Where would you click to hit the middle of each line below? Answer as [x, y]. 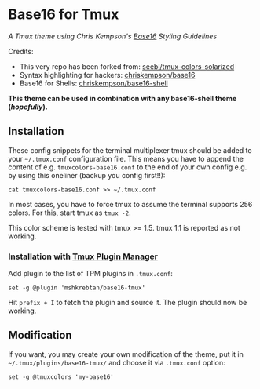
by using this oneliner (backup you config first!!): [87, 175]
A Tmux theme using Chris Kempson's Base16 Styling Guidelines [113, 36]
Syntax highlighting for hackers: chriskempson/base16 [107, 75]
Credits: [21, 51]
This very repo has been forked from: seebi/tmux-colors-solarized [127, 66]
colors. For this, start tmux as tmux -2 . [70, 213]
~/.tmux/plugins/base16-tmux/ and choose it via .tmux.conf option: [117, 362]
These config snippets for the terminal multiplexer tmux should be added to [130, 150]
